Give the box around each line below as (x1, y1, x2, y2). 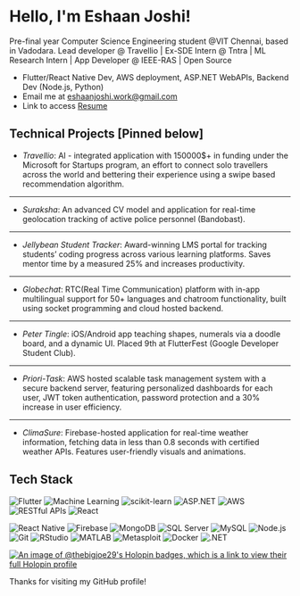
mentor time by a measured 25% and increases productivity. (21, 258, 246, 269)
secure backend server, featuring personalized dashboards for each (21, 382, 273, 393)
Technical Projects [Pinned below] (9, 127, 204, 142)
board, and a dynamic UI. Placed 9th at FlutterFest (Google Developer (21, 337, 279, 349)
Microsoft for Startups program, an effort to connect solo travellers (21, 159, 269, 170)
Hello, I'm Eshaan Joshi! (9, 6, 191, 27)
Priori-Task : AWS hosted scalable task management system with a (21, 373, 266, 384)
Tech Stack (9, 472, 73, 487)
